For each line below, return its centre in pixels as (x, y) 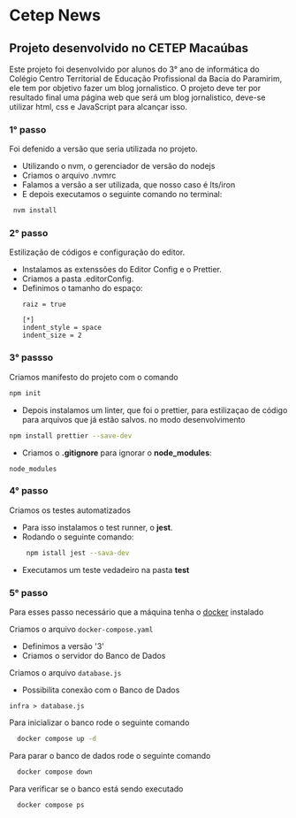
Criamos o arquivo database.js (65, 672)
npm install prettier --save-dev (71, 436)
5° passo (29, 592)
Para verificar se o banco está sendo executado (96, 789)
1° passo (28, 129)
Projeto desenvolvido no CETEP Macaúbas (129, 48)
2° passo (29, 233)
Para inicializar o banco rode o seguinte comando (99, 722)
